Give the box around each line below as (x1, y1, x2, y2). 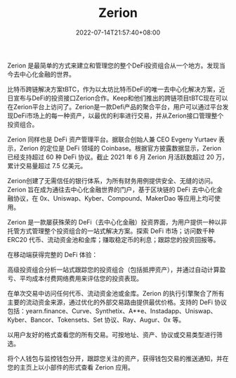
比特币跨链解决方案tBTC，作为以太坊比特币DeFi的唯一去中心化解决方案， (7, 84, 219, 93)
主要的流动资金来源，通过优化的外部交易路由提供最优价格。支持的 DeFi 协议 (7, 298, 227, 306)
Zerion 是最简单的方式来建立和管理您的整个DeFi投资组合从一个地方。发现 (7, 61, 220, 70)
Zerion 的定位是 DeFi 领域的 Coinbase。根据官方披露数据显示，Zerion (19, 144, 221, 152)
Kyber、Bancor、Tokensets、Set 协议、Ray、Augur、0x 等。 (7, 315, 185, 324)
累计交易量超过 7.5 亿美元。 (7, 161, 87, 170)
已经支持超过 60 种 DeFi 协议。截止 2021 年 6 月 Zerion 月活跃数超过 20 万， (7, 153, 228, 161)
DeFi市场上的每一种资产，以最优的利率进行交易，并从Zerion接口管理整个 (13, 111, 224, 120)
